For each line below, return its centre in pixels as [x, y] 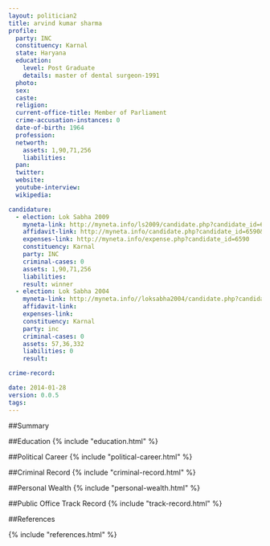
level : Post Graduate [59, 68]
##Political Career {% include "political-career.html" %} [100, 456]
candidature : [30, 210]
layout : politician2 [43, 16]
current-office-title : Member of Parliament [91, 113]
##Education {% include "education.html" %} [83, 441]
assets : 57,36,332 [53, 344]
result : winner [48, 284]
